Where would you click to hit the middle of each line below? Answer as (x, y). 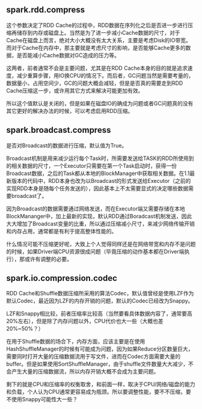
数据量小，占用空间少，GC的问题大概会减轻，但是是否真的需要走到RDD (95, 83)
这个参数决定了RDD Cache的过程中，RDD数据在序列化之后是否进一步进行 (97, 25)
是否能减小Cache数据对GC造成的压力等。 (68, 55)
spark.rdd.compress (46, 10)
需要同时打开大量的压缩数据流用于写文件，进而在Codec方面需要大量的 (93, 357)
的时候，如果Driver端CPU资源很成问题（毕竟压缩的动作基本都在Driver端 (95, 251)
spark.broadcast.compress (59, 130)
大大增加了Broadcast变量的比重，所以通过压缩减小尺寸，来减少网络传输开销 (101, 223)
